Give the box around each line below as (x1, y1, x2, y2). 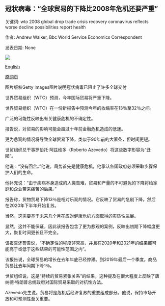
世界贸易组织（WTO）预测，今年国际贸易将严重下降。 (5, 95, 114, 101)
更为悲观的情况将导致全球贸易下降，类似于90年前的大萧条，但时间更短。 (5, 136, 153, 142)
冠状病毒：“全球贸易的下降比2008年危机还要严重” (5, 4, 158, 13)
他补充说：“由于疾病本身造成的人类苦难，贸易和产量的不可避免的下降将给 (5, 179, 154, 185)
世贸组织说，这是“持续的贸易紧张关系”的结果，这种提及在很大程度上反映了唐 (5, 273, 160, 279)
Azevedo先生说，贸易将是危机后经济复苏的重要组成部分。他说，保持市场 (5, 289, 152, 295)
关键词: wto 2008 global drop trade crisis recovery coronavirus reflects (5, 19, 149, 25)
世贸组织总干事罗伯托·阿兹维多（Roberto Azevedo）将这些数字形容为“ (5, 147, 147, 153)
